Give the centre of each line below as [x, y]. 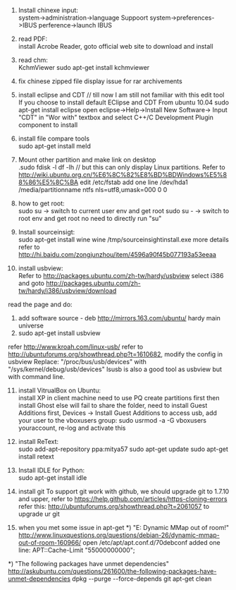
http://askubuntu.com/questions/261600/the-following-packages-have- [112, 571]
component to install [48, 125]
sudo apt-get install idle [52, 478]
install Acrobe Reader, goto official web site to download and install [116, 46]
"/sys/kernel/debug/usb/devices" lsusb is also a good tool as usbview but [115, 369]
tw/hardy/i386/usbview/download [67, 291]
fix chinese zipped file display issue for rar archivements [100, 81]
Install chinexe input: [48, 10]
